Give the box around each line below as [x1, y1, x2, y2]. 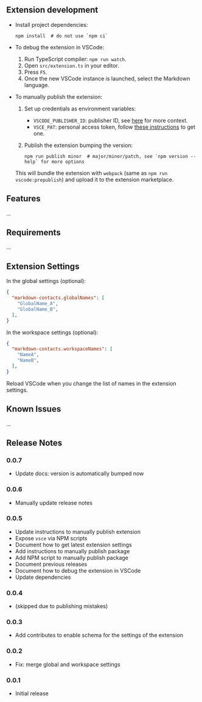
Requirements [6, 227, 61, 238]
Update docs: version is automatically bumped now [15, 470, 144, 478]
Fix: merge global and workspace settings [15, 661, 120, 668]
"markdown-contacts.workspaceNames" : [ [12, 346, 113, 353]
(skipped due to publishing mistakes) [15, 603, 108, 610]
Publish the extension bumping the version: [24, 141, 133, 149]
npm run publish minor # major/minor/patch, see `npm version [24, 153, 189, 159]
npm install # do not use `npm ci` [15, 33, 108, 39]
